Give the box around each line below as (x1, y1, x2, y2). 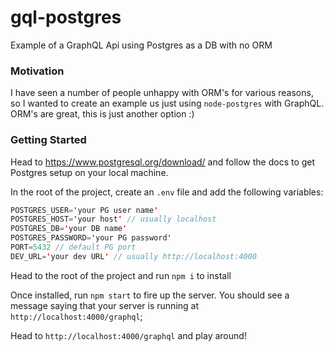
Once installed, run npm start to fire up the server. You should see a (10, 289, 290, 301)
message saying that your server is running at (10, 299, 200, 311)
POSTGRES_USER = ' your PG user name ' (10, 205, 159, 215)
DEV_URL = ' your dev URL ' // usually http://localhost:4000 (10, 251, 257, 261)
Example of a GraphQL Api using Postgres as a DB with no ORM (10, 39, 273, 51)
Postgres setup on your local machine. (10, 166, 169, 178)
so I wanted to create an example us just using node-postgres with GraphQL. (10, 97, 325, 110)
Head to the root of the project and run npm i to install (10, 269, 232, 281)
